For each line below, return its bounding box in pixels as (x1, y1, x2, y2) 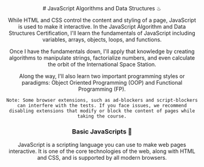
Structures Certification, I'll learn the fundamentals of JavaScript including (8, 29, 196, 37)
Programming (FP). (78, 85, 126, 93)
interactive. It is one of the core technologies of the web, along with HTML (8, 147, 196, 155)
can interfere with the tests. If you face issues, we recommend (17, 102, 187, 108)
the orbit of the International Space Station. (48, 61, 156, 68)
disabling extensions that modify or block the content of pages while (9, 108, 195, 114)
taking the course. (77, 113, 127, 119)
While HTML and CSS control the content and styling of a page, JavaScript (8, 16, 196, 24)
